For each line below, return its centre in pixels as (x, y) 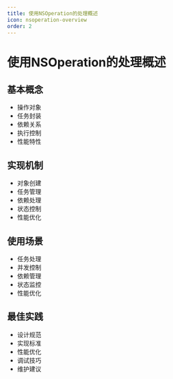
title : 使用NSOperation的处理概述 (53, 13)
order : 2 (19, 26)
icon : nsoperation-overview (47, 20)
